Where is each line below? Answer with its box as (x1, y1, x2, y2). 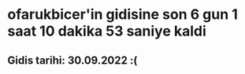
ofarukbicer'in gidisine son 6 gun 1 (7, 6, 238, 24)
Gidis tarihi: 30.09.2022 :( (7, 54, 138, 67)
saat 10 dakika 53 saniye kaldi (7, 22, 206, 40)
